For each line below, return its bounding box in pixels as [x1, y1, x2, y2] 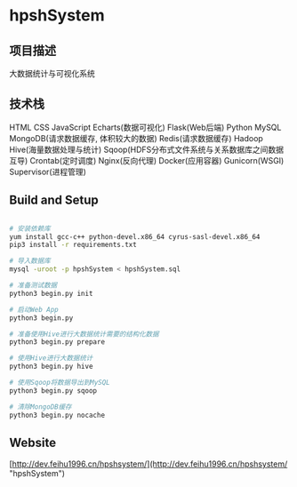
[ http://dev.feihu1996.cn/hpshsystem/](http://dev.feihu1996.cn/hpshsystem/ [9, 459, 288, 469]
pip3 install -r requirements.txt [9, 241, 138, 250]
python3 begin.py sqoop [9, 386, 98, 395]
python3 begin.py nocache [9, 411, 105, 419]
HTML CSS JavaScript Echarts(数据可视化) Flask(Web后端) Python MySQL [9, 122, 282, 132]
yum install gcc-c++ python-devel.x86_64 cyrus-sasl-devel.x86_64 [9, 232, 261, 241]
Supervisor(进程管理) [9, 166, 87, 177]
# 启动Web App [9, 305, 60, 314]
